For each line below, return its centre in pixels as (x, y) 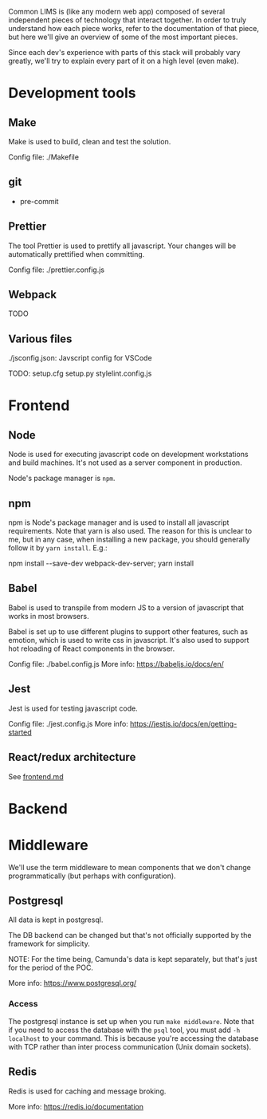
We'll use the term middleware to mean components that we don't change (130, 867)
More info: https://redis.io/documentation (76, 1106)
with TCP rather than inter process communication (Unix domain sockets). (130, 1046)
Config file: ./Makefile (44, 157)
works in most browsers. (49, 616)
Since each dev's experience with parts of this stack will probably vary (124, 52)
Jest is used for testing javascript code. (73, 708)
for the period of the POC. (51, 967)
